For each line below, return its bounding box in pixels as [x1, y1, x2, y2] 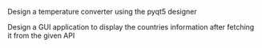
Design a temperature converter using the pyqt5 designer [7, 7, 197, 16]
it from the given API [7, 31, 75, 40]
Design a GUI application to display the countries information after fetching [7, 22, 255, 31]
